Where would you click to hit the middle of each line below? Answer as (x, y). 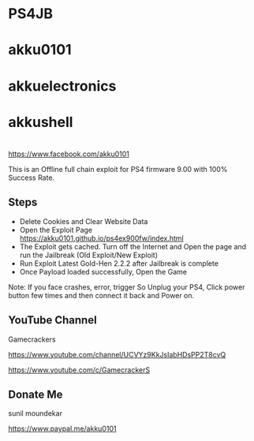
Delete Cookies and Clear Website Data (84, 221)
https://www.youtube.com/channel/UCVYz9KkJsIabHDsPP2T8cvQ (117, 354)
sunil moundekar (35, 413)
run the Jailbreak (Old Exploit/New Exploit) (89, 255)
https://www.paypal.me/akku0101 (62, 429)
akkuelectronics (62, 86)
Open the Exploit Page (56, 230)
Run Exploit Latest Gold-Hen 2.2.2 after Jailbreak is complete (119, 263)
